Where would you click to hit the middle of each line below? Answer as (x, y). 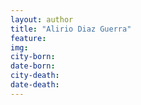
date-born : (33, 66)
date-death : (35, 85)
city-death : (35, 76)
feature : (28, 38)
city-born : (33, 57)
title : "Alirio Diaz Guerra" (71, 29)
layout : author (42, 19)
